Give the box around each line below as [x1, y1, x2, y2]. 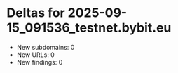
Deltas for [6, 5, 65, 21]
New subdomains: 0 [16, 43, 75, 51]
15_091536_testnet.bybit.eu [6, 20, 172, 36]
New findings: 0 [16, 58, 63, 66]
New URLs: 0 [16, 51, 55, 59]
